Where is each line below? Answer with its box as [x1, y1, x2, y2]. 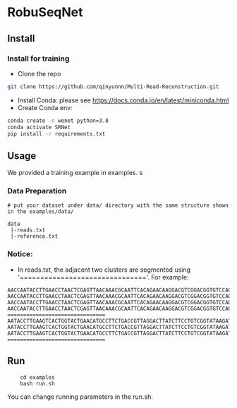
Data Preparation [7, 186, 67, 196]
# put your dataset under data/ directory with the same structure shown [7, 202, 229, 209]
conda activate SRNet [7, 124, 71, 131]
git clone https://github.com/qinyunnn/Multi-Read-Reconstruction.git [7, 83, 219, 90]
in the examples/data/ [7, 208, 74, 215]
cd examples [20, 373, 55, 381]
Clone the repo [17, 69, 61, 78]
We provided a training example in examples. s [7, 169, 143, 177]
